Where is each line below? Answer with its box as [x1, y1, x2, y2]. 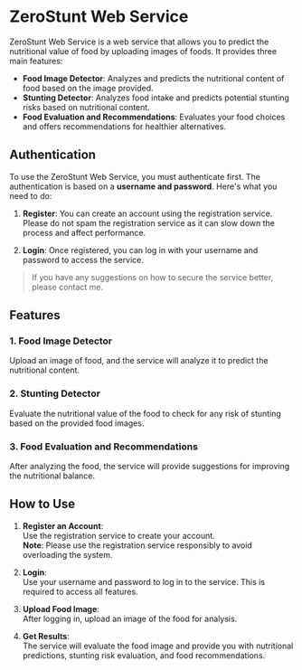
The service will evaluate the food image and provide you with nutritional [22, 640, 294, 651]
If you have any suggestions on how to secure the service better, [31, 271, 274, 282]
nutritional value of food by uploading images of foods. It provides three [9, 45, 278, 56]
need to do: [9, 190, 52, 201]
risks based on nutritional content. [22, 101, 151, 112]
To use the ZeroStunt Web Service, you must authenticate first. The [9, 171, 260, 182]
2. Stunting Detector [9, 387, 101, 400]
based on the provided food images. [9, 418, 145, 429]
